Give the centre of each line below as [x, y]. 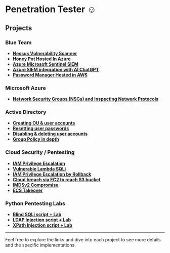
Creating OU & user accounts [44, 123]
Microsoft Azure [26, 88]
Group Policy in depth [36, 139]
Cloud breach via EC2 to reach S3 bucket [56, 179]
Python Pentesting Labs [35, 203]
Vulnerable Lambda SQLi [39, 168]
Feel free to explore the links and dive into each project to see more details [83, 240]
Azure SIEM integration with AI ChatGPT [56, 69]
